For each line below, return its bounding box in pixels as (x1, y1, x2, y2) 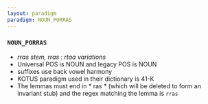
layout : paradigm (7, 10, 57, 17)
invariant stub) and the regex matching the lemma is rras (16, 89, 178, 97)
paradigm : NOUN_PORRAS (7, 16, 72, 23)
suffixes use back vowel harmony (16, 67, 113, 75)
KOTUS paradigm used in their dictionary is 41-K (16, 75, 154, 83)
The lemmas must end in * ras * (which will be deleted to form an (16, 81, 201, 90)
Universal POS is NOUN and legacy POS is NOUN (16, 60, 157, 68)
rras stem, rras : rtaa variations (16, 53, 106, 61)
